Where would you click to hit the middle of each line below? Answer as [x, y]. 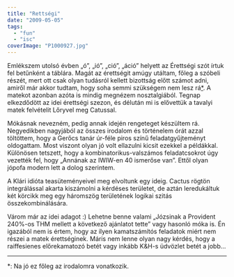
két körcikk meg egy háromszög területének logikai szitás [90, 196]
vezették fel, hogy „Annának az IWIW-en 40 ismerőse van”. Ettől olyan [108, 160]
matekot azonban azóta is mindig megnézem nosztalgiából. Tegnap [104, 95]
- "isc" [25, 40]
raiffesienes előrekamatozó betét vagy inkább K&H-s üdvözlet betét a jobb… [117, 246]
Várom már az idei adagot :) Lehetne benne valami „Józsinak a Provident [111, 217]
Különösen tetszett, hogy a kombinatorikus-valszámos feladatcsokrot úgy [113, 153]
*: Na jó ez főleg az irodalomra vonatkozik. [68, 266]
